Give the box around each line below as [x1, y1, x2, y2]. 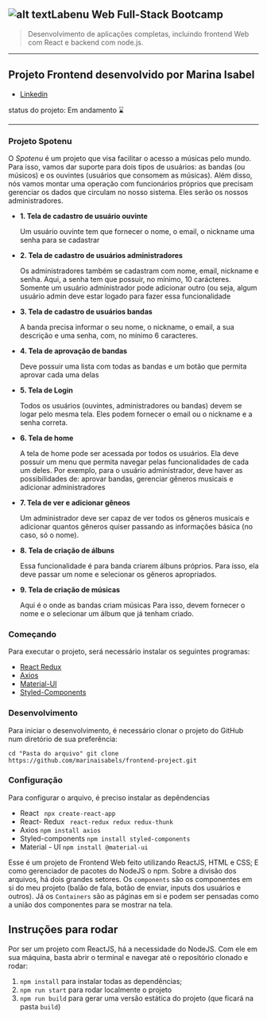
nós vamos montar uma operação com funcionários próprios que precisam [8, 178, 253, 188]
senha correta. [19, 417, 68, 427]
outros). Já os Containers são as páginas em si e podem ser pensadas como [8, 891, 259, 900]
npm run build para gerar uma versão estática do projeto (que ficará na [19, 993, 254, 1003]
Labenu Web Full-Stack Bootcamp [51, 8, 224, 21]
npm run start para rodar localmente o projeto [19, 985, 172, 994]
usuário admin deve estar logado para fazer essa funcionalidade [19, 291, 231, 301]
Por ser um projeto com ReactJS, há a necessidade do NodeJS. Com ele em [8, 944, 258, 954]
